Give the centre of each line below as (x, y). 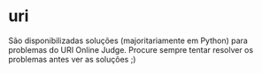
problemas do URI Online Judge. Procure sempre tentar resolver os (131, 49)
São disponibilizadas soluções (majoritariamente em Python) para (128, 40)
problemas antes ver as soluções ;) (72, 59)
